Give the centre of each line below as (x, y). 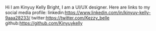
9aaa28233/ (18, 18)
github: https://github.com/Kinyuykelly (44, 23)
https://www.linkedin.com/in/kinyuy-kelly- (108, 12)
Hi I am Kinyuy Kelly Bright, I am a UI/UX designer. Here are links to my (78, 7)
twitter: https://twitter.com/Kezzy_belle (71, 18)
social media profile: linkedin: (35, 12)
